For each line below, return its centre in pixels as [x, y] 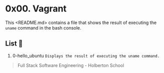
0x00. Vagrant [36, 9]
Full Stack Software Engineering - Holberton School [71, 65]
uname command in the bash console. [43, 27]
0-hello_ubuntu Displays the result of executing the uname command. [86, 55]
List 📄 [14, 44]
